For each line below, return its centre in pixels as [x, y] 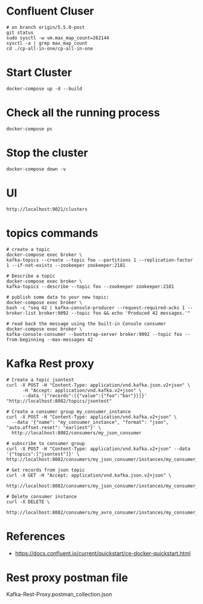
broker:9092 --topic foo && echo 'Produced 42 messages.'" [114, 313]
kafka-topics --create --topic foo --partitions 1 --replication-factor [100, 260]
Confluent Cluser [50, 11]
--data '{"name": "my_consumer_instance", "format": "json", [90, 422]
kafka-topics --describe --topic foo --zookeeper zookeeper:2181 [90, 286]
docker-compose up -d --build [44, 89]
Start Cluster [39, 72]
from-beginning [25, 340]
